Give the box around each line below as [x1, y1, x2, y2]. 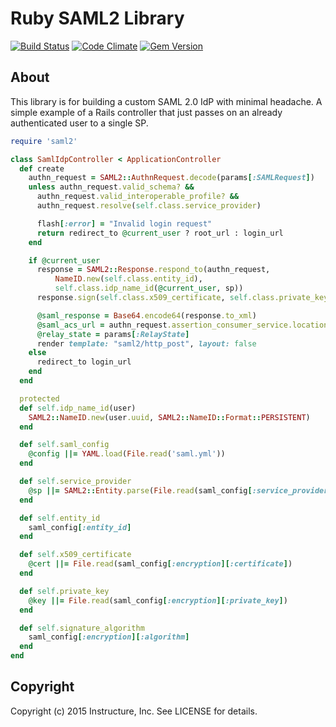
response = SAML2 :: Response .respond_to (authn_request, [36, 265, 271, 275]
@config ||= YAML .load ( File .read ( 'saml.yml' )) [28, 449, 226, 459]
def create [19, 163, 65, 174]
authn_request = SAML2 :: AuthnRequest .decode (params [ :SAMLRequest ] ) [28, 173, 315, 183]
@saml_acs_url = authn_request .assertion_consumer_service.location [36, 320, 329, 330]
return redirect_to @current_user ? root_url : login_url [36, 228, 284, 238]
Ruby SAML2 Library [10, 7, 185, 30]
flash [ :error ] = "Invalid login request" [36, 218, 213, 229]
